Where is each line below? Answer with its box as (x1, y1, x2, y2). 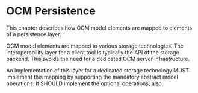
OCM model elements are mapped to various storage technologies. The (6, 42, 184, 50)
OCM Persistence (6, 4, 96, 18)
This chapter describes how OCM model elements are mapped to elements (6, 24, 193, 31)
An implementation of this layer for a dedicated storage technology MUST (6, 66, 190, 74)
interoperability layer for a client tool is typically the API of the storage (6, 48, 179, 56)
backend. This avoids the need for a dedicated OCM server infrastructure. (6, 55, 190, 62)
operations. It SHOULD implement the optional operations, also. (6, 80, 164, 87)
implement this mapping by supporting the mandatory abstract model (6, 73, 179, 80)
